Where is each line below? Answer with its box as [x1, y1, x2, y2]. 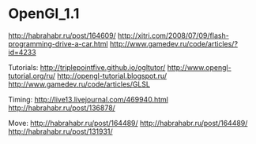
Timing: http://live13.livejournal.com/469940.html [8, 94, 168, 104]
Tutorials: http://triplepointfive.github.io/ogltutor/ [8, 62, 166, 72]
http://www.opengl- [167, 62, 232, 72]
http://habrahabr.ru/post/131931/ [8, 127, 113, 136]
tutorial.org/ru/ [8, 71, 55, 80]
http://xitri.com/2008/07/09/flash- [117, 31, 229, 40]
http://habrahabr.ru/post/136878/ [8, 103, 116, 113]
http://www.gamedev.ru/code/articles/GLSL [8, 79, 150, 89]
